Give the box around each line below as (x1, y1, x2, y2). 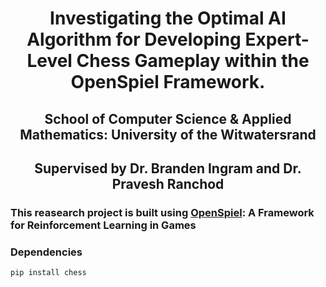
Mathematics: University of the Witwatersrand (19, 126, 317, 143)
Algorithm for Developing (26, 28, 242, 51)
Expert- (244, 28, 310, 51)
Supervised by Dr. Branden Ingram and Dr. (34, 160, 302, 177)
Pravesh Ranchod (111, 175, 225, 192)
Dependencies (10, 245, 83, 259)
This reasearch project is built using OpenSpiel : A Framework (10, 205, 315, 219)
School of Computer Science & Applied (44, 110, 292, 127)
